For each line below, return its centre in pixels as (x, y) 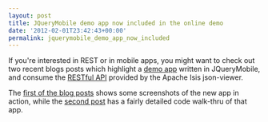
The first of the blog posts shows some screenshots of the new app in (124, 93)
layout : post (30, 16)
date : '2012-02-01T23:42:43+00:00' (68, 30)
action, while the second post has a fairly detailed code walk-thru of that (128, 101)
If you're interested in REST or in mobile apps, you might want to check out (132, 61)
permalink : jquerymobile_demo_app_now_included (89, 38)
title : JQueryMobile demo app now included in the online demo (116, 23)
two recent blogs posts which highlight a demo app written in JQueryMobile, (134, 69)
